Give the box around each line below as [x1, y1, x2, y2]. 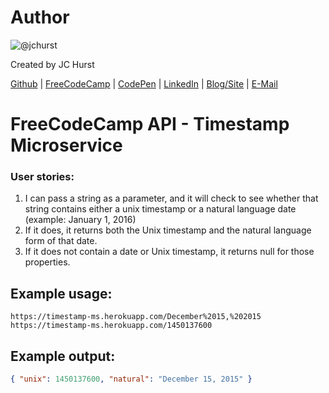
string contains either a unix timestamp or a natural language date [24, 203, 297, 215]
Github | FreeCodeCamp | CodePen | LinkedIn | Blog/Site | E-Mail [10, 77, 278, 90]
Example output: [10, 347, 116, 365]
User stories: [10, 170, 75, 184]
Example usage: [10, 285, 113, 302]
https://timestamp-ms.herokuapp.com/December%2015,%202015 [10, 312, 262, 322]
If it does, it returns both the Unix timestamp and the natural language [24, 224, 312, 236]
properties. [24, 256, 71, 268]
